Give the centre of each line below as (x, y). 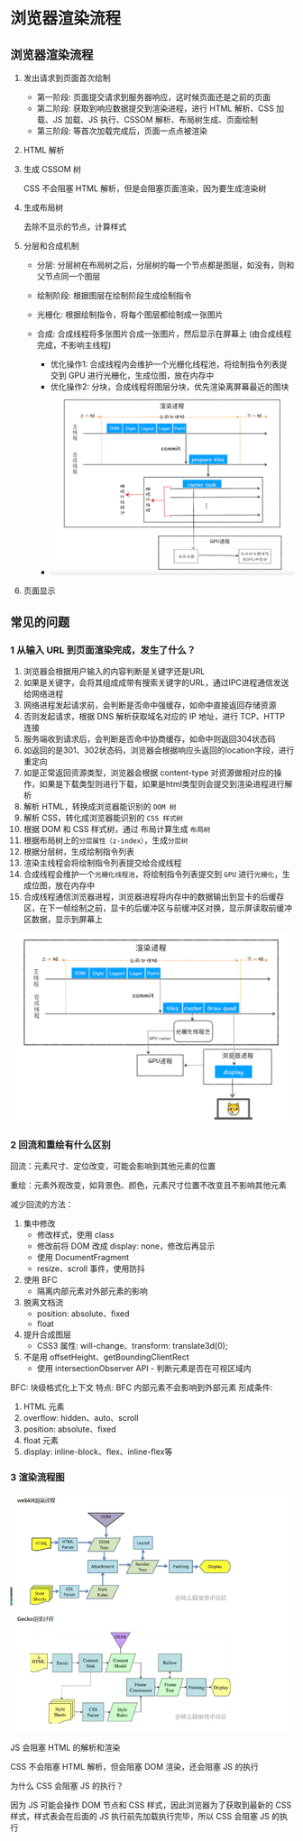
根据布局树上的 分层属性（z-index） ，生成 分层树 (106, 840)
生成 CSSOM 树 (52, 169)
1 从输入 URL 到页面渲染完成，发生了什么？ (103, 650)
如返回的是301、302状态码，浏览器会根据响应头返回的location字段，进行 (159, 750)
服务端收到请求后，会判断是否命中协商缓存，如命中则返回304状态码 (149, 738)
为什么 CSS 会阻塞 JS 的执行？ (67, 1786)
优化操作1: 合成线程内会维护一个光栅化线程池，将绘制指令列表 (165, 364)
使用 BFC (40, 1280)
